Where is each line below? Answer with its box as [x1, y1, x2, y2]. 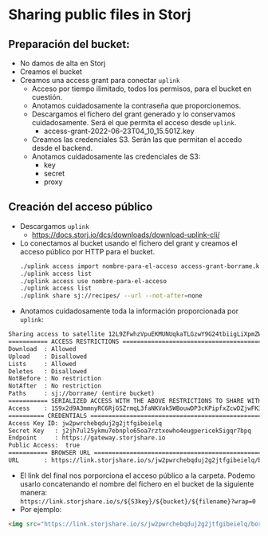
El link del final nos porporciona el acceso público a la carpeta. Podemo [19, 471, 255, 480]
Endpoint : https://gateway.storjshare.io [8, 434, 166, 442]
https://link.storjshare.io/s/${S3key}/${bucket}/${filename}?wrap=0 [19, 497, 257, 506]
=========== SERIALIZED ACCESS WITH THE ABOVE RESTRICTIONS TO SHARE [8, 397, 245, 405]
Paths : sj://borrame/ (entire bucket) [8, 389, 156, 398]
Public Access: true [8, 441, 81, 450]
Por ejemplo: [19, 504, 62, 514]
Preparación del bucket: [8, 37, 130, 51]
